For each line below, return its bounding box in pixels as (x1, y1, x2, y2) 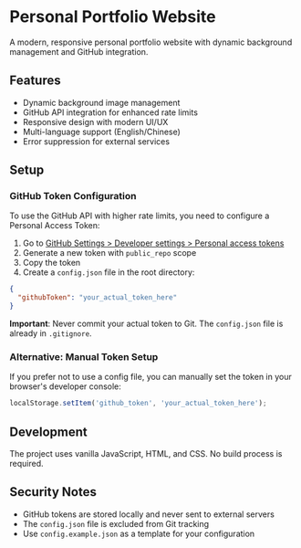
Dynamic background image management (22, 97, 181, 108)
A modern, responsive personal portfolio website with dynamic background (9, 37, 293, 47)
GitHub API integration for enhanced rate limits (22, 107, 199, 118)
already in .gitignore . (9, 328, 93, 339)
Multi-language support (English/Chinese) (22, 126, 181, 137)
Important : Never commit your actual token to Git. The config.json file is (9, 318, 284, 330)
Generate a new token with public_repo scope (22, 248, 197, 258)
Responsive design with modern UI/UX (22, 116, 169, 127)
